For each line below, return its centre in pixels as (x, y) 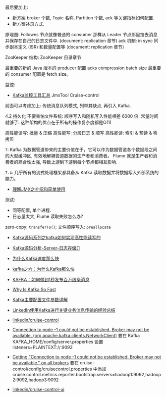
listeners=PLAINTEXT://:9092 (42, 347)
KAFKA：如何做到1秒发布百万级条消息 (51, 279)
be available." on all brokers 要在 (46, 363)
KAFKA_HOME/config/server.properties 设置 (58, 342)
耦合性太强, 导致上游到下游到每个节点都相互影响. (68, 162)
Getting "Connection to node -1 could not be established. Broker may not (86, 357)
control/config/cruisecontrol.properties (52, 369)
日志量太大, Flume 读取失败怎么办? (48, 216)
